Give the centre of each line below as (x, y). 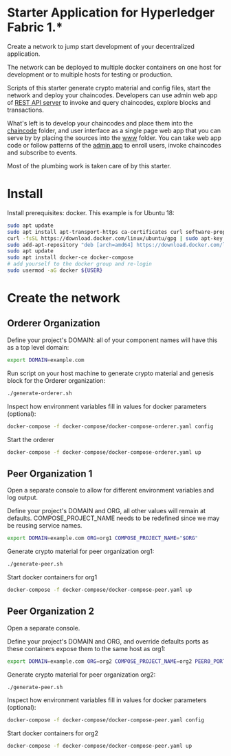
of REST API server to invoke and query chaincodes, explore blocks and (109, 102)
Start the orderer (31, 439)
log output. (23, 497)
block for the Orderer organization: (56, 380)
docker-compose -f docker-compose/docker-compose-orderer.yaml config (110, 426)
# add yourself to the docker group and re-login (80, 264)
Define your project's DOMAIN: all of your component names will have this (112, 340)
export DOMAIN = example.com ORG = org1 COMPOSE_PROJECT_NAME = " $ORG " (102, 538)
